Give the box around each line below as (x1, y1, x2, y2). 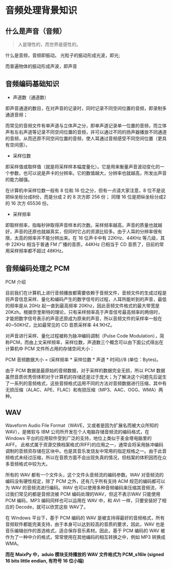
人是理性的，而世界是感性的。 (17, 42, 81, 47)
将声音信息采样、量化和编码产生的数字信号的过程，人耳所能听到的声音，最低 (5, 296, 167, 302)
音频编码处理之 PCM (5, 264, 70, 273)
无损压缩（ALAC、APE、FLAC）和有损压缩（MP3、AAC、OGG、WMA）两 (5, 386, 163, 393)
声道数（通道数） (12, 94, 49, 100)
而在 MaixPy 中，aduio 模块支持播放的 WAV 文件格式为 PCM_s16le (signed (5, 552, 164, 558)
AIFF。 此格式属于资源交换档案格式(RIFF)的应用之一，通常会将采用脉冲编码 (5, 442, 164, 448)
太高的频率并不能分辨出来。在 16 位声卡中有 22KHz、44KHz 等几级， (14, 235, 161, 241)
